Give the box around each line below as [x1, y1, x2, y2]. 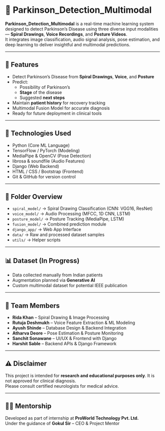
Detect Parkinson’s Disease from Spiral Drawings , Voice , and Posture [12, 73, 155, 79]
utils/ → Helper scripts [12, 237, 61, 243]
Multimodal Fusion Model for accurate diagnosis [12, 105, 110, 111]
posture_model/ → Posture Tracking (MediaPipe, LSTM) [12, 216, 124, 222]
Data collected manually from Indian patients [12, 272, 103, 278]
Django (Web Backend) [12, 163, 59, 169]
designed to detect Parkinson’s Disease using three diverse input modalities [5, 26, 159, 32]
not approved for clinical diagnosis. [5, 378, 77, 384]
